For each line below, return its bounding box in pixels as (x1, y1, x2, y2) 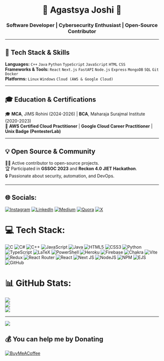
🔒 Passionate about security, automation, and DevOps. (5, 173, 115, 179)
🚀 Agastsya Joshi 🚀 (42, 4, 122, 16)
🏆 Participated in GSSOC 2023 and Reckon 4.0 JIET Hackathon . (5, 166, 137, 171)
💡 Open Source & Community (5, 147, 96, 155)
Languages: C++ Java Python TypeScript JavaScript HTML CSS (5, 61, 126, 67)
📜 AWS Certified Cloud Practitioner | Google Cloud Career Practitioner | (5, 123, 153, 129)
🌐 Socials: (5, 193, 37, 202)
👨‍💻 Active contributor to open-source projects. (5, 160, 99, 166)
